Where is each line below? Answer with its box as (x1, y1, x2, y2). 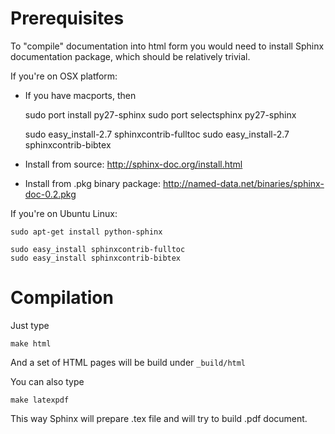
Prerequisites (10, 7, 125, 30)
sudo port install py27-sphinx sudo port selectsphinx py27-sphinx (24, 108, 297, 121)
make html (10, 338, 52, 349)
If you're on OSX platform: (10, 70, 118, 82)
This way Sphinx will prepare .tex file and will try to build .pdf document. (10, 412, 308, 424)
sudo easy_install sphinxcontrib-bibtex (10, 253, 182, 263)
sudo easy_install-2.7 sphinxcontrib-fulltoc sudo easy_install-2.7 (24, 128, 290, 140)
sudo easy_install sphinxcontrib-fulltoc (10, 244, 186, 254)
